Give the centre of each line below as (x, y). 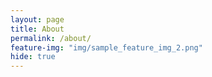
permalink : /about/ (51, 38)
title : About (37, 29)
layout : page (37, 19)
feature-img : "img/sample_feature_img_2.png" (106, 47)
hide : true (33, 57)
